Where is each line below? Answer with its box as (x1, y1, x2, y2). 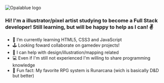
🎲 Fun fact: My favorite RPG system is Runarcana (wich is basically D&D (12, 68, 160, 74)
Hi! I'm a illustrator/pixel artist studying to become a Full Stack (5, 17, 158, 24)
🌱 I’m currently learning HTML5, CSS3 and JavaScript (12, 37, 122, 43)
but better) (12, 73, 35, 79)
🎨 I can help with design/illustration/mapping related (12, 50, 119, 56)
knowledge (12, 62, 36, 68)
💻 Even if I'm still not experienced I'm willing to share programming (12, 55, 151, 61)
